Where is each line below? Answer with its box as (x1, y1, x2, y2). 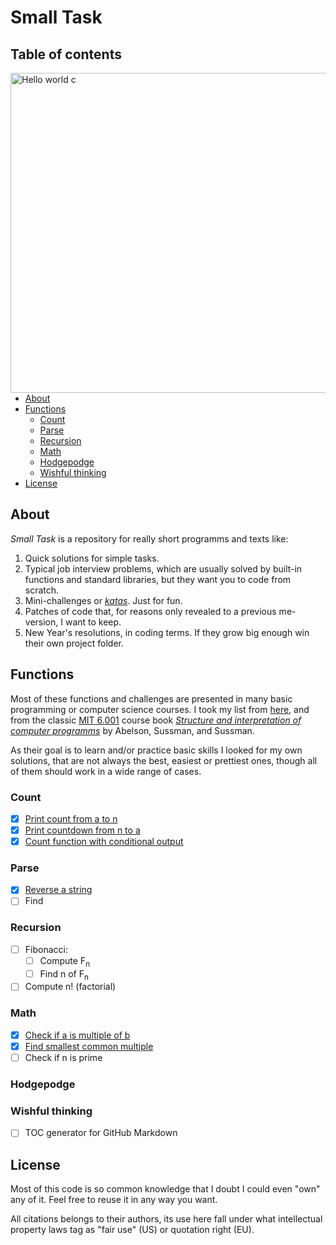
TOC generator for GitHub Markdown (24, 1127, 178, 1139)
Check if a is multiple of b (24, 1029, 131, 1041)
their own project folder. (24, 637, 125, 649)
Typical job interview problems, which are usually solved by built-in (24, 562, 303, 575)
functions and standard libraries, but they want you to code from (24, 573, 292, 585)
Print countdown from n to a (24, 824, 141, 836)
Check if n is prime (24, 1051, 103, 1063)
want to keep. (64, 616, 122, 628)
